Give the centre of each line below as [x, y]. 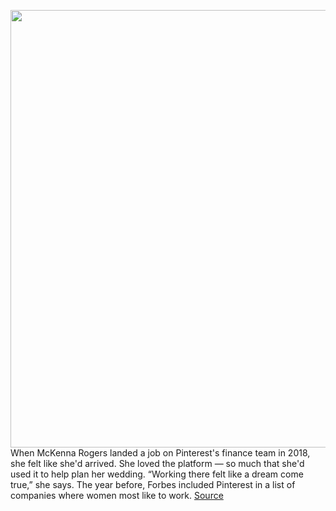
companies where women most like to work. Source [117, 495]
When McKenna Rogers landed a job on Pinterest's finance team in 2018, [160, 453]
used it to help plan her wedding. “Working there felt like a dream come [157, 474]
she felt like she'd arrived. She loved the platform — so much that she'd [157, 463]
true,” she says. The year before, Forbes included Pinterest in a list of [153, 484]
